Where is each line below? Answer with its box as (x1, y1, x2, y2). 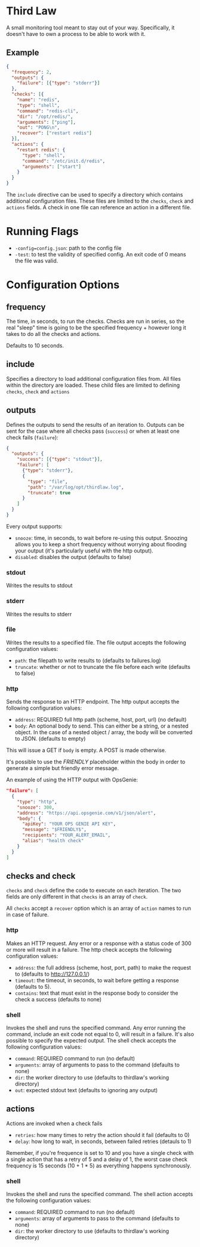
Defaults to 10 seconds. (6, 342, 64, 349)
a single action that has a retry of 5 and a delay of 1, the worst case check (6, 1156, 188, 1163)
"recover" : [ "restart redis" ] (17, 130, 93, 136)
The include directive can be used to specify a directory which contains (6, 191, 183, 198)
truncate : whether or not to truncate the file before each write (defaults (14, 663, 191, 670)
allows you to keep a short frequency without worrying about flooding (14, 540, 187, 548)
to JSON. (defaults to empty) (14, 735, 86, 742)
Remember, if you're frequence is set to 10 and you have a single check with (6, 1149, 194, 1156)
